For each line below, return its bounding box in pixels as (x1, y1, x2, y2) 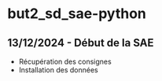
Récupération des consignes (18, 57, 112, 66)
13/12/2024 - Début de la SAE (7, 36, 154, 50)
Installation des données (18, 65, 99, 75)
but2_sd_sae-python (7, 5, 147, 23)
